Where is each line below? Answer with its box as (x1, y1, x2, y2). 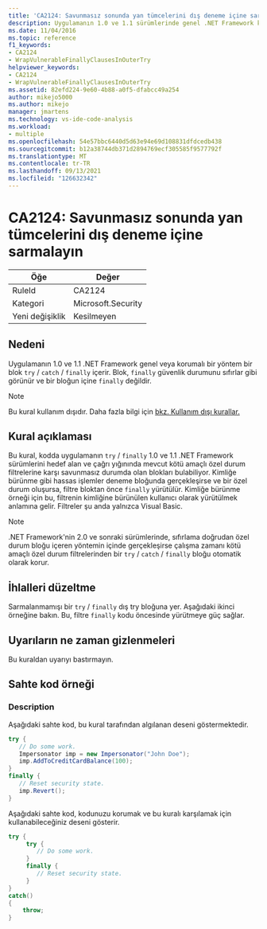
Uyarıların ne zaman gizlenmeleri (8, 634, 176, 647)
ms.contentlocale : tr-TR (8, 160, 91, 168)
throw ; (22, 907, 44, 915)
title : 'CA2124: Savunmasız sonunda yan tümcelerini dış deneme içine (8, 11, 247, 20)
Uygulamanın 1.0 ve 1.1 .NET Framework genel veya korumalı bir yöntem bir (8, 359, 253, 369)
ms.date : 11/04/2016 (8, 26, 77, 34)
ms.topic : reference (8, 33, 77, 42)
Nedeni (8, 338, 45, 351)
